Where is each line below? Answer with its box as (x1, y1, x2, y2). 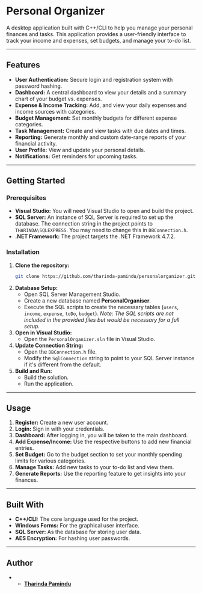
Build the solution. (23, 373, 69, 381)
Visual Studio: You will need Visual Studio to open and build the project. (14, 207, 194, 215)
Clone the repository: (14, 262, 70, 269)
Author (6, 558, 33, 568)
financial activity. (14, 140, 57, 147)
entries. (14, 444, 34, 452)
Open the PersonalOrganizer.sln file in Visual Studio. (23, 335, 156, 342)
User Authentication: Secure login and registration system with (14, 76, 173, 83)
